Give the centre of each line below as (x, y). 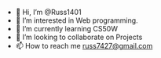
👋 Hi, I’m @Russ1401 (48, 12)
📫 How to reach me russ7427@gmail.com (84, 46)
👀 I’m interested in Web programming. (77, 20)
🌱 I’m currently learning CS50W (66, 29)
